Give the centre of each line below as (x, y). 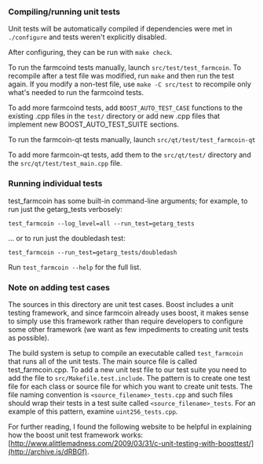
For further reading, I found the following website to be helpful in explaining (130, 426)
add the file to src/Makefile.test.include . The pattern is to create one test (130, 378)
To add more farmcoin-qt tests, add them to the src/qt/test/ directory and (130, 155)
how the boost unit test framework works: (76, 435)
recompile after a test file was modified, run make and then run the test (121, 76)
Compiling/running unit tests (64, 12)
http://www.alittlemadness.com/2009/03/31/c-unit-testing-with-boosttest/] (132, 443)
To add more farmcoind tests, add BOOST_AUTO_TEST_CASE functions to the (126, 108)
